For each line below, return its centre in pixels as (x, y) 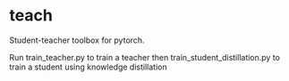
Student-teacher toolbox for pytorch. (77, 40)
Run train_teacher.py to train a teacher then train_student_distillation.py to (144, 57)
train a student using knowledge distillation (88, 67)
